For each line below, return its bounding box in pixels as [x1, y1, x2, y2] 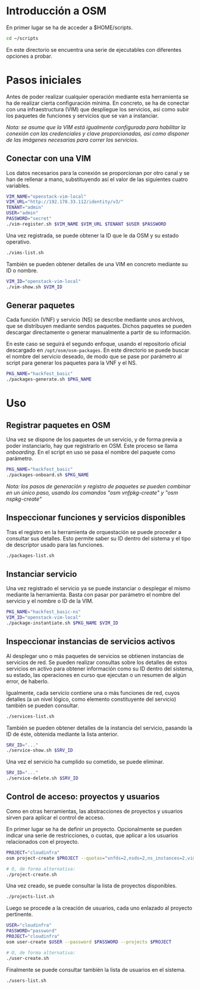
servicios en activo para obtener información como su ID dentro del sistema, [6, 665, 194, 672]
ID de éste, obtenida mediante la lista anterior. [6, 731, 119, 738]
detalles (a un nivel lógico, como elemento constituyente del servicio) [6, 695, 177, 703]
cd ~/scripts [6, 35, 39, 41]
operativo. [6, 238, 32, 245]
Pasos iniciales [6, 73, 82, 87]
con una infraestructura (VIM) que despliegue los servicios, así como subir [6, 105, 189, 113]
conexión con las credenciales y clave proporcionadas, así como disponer [6, 130, 189, 137]
